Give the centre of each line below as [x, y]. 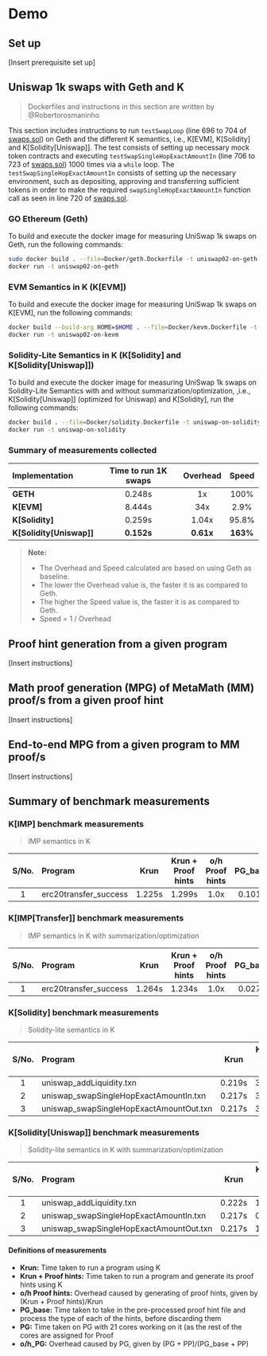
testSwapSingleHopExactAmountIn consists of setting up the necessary [122, 173]
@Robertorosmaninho [64, 115]
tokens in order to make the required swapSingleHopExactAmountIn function [130, 190]
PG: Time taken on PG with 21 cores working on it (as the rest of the [131, 1327]
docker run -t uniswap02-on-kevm [64, 335]
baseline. [54, 576]
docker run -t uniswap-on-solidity [67, 430]
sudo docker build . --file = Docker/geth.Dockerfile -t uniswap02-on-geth [133, 260]
